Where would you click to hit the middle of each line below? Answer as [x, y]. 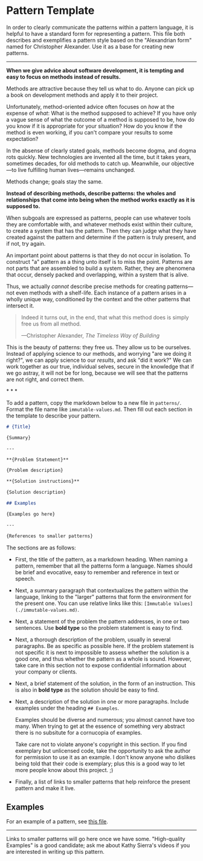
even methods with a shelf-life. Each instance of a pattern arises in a [101, 293]
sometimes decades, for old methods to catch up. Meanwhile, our [88, 163]
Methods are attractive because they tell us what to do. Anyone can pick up [100, 88]
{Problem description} [35, 470]
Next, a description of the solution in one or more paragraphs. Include [102, 701]
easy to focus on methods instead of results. [63, 77]
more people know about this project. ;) [64, 770]
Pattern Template [50, 11]
